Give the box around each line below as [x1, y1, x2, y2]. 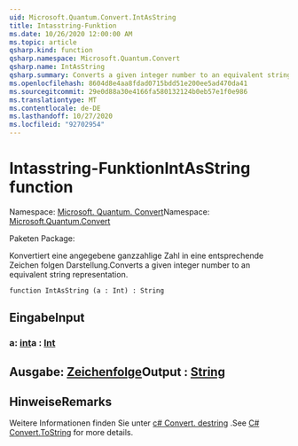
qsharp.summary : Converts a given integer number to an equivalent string [9, 71, 292, 80]
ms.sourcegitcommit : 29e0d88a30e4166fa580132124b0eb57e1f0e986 [9, 87, 248, 96]
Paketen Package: [9, 232, 75, 244]
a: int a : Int [9, 337, 56, 349]
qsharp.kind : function [9, 46, 93, 55]
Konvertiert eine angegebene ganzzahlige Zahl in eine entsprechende [9, 250, 264, 261]
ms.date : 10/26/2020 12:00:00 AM [9, 29, 133, 38]
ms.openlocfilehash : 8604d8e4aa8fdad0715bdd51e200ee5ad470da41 [9, 79, 248, 88]
